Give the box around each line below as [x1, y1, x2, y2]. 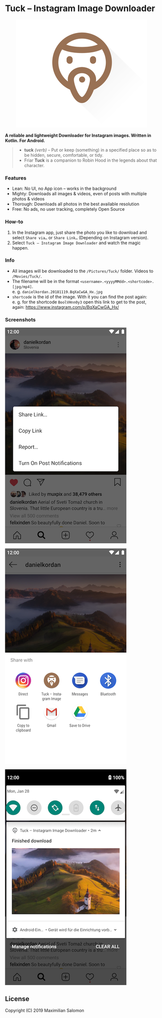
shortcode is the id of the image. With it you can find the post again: [12, 294, 147, 300]
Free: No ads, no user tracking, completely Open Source [12, 206, 125, 212]
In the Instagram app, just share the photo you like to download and [12, 229, 147, 235]
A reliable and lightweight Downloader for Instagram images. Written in [5, 132, 151, 138]
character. [24, 162, 45, 168]
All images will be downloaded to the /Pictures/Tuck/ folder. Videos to [12, 268, 154, 274]
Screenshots [5, 316, 36, 323]
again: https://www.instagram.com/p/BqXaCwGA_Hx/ [12, 304, 119, 310]
